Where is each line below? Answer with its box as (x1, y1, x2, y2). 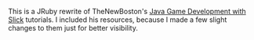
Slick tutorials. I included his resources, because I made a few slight (8, 15, 227, 24)
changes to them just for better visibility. (8, 24, 139, 32)
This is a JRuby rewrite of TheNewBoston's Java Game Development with (8, 7, 247, 16)
